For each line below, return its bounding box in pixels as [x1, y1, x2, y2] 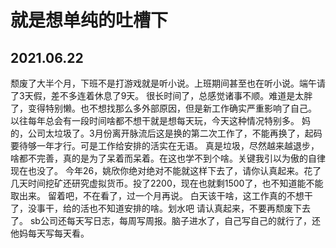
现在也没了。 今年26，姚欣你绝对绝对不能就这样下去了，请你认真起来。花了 [10, 165, 322, 176]
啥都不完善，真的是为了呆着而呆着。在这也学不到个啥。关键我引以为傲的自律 [10, 152, 326, 164]
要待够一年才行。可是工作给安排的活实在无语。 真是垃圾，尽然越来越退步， [10, 140, 320, 151]
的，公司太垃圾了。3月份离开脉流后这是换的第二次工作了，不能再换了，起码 [10, 127, 323, 139]
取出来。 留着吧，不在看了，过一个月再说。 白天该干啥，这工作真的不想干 [10, 190, 313, 201]
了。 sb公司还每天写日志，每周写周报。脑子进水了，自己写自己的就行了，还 [10, 215, 321, 226]
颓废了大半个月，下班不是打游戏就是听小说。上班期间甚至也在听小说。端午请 [10, 77, 326, 89]
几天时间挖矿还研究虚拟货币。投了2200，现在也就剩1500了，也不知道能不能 [10, 177, 324, 189]
